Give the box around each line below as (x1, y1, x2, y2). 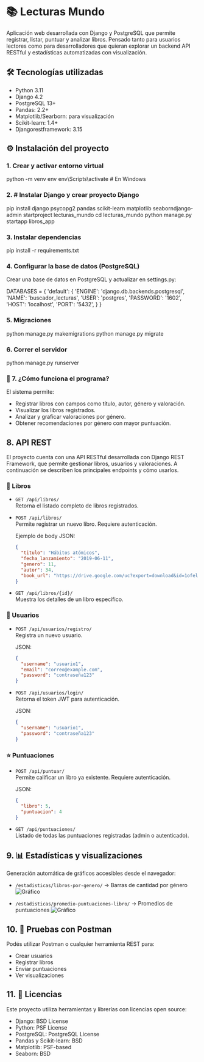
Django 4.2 (15, 93, 43, 100)
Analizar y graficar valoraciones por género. (15, 413, 126, 421)
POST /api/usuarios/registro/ (15, 626, 93, 632)
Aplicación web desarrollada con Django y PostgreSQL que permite (6, 29, 175, 37)
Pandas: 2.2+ (15, 106, 49, 113)
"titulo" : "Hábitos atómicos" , (21, 550, 100, 556)
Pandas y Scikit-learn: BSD (15, 1037, 83, 1044)
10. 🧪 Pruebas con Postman (6, 924, 112, 934)
